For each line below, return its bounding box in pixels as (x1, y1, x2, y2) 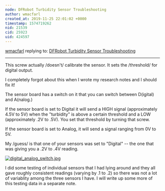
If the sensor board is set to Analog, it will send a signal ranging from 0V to (5, 126, 156, 132)
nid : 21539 (5, 25, 27, 30)
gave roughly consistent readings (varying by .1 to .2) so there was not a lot (5, 170, 157, 176)
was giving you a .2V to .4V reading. (5, 145, 79, 152)
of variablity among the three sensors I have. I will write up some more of (5, 175, 153, 181)
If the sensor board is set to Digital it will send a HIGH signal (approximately (5, 106, 158, 112)
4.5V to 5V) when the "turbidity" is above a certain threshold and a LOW (5, 111, 151, 117)
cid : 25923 (5, 30, 27, 35)
